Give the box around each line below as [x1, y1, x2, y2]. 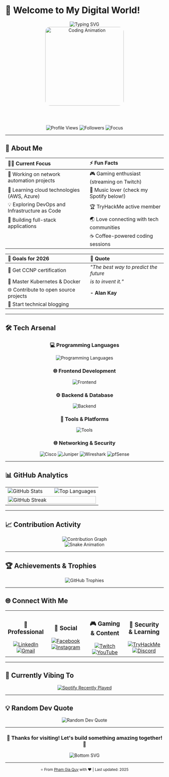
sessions [90, 240, 111, 247]
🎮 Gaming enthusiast [90, 170, 141, 177]
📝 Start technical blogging [8, 301, 69, 308]
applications [8, 223, 37, 230]
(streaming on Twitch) [90, 178, 142, 185]
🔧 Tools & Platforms [60, 415, 109, 422]
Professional [8, 628, 44, 636]
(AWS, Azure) [8, 192, 40, 199]
